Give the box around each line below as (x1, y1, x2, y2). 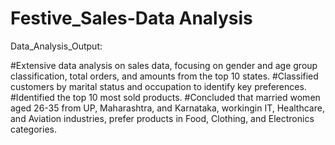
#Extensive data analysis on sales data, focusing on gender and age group (10, 59, 318, 71)
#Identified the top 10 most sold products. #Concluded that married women (10, 91, 321, 103)
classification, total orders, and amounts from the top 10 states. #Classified (10, 70, 319, 82)
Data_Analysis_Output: (10, 40, 103, 52)
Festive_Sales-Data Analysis (10, 7, 253, 30)
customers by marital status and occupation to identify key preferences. (10, 80, 307, 92)
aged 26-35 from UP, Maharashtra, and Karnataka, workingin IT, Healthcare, (10, 102, 325, 114)
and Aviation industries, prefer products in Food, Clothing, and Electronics (10, 112, 315, 124)
